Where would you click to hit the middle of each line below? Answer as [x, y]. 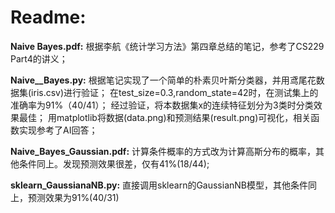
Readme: [48, 17]
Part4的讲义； [39, 58]
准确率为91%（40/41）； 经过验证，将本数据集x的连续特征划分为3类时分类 [162, 105]
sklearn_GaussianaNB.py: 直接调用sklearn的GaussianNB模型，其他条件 [159, 185]
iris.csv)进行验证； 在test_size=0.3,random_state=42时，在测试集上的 [175, 92]
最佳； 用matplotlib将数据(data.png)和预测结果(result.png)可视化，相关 [165, 117]
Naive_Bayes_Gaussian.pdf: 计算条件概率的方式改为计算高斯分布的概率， [163, 151]
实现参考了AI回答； [58, 130]
